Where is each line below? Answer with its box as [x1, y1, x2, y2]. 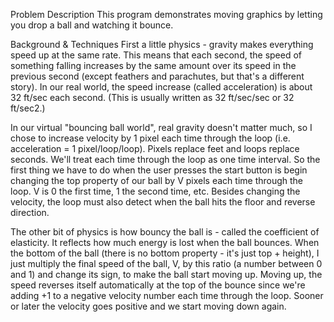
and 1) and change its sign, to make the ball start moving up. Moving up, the [10, 269, 323, 280]
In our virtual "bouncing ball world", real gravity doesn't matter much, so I [10, 122, 313, 133]
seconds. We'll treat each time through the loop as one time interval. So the [10, 154, 321, 165]
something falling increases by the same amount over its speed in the [10, 60, 297, 71]
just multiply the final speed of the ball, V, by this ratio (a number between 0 [10, 258, 323, 269]
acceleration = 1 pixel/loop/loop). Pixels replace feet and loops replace [10, 143, 300, 154]
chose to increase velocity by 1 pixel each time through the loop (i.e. [10, 132, 291, 144]
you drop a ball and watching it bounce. [10, 19, 174, 31]
